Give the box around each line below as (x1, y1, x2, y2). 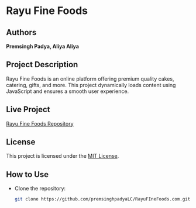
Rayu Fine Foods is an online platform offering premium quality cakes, (6, 75, 174, 82)
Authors (6, 27, 37, 37)
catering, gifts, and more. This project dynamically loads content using (6, 81, 176, 88)
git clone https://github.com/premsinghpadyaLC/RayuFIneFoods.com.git (14, 196, 191, 202)
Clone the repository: (14, 185, 66, 192)
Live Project (6, 105, 51, 115)
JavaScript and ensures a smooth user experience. (6, 88, 129, 95)
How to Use (6, 169, 49, 179)
